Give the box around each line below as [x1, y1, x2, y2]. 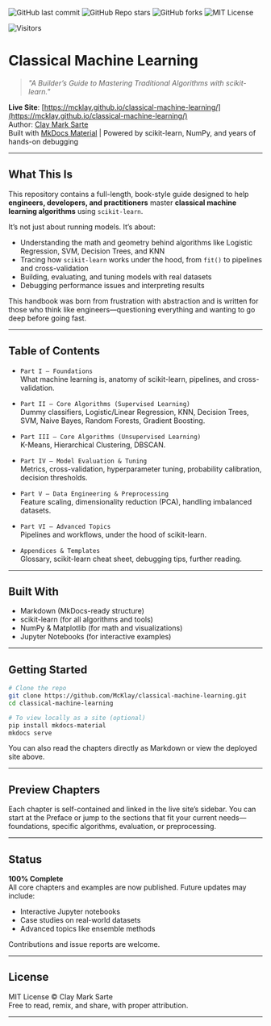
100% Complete [8, 874, 64, 884]
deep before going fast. [8, 313, 87, 323]
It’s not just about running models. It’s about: [8, 222, 156, 232]
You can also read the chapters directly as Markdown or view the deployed [8, 743, 258, 753]
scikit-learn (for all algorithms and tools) [19, 614, 153, 625]
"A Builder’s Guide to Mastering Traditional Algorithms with [27, 77, 224, 88]
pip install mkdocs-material [8, 721, 106, 730]
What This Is [8, 168, 73, 182]
